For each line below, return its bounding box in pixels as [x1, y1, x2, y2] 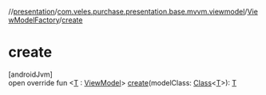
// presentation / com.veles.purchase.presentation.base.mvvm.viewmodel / [8, 7, 248, 16]
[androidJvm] [8, 69, 54, 79]
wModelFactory [8, 15, 60, 25]
